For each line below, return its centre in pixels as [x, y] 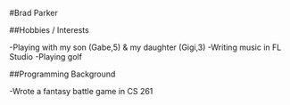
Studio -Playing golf [46, 57]
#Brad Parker [33, 13]
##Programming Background [62, 74]
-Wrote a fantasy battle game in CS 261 [81, 91]
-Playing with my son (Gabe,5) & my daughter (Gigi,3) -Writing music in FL [145, 47]
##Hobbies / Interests [49, 30]
